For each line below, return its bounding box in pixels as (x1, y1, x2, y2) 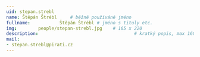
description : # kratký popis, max (6, 31, 185, 37)
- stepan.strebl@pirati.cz (6, 42, 73, 48)
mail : (6, 36, 20, 42)
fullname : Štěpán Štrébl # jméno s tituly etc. (6, 20, 153, 26)
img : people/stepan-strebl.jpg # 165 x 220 (6, 25, 143, 31)
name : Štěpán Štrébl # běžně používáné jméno (6, 14, 132, 20)
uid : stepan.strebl (6, 8, 55, 15)
